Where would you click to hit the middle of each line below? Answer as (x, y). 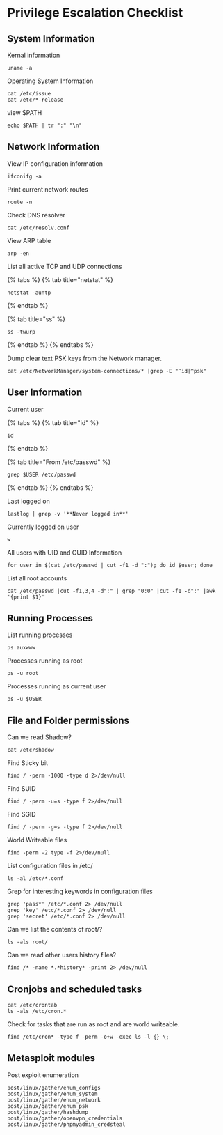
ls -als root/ (28, 942)
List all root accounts (37, 578)
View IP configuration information (55, 163)
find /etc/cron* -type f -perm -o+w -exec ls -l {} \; (88, 1037)
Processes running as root (45, 661)
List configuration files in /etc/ (50, 866)
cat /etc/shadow (31, 750)
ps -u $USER (24, 699)
